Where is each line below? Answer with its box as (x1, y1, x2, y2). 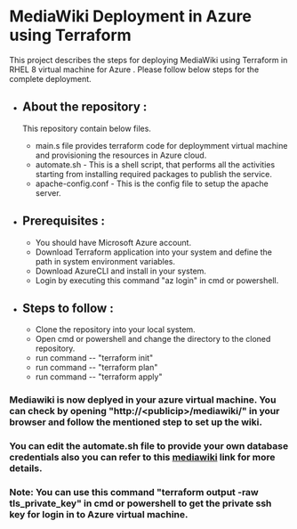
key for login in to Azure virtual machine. (9, 509, 189, 521)
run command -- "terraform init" (35, 353, 154, 363)
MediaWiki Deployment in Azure (9, 6, 252, 27)
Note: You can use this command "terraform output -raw (9, 486, 260, 499)
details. (9, 462, 43, 475)
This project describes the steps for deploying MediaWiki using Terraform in (9, 54, 288, 65)
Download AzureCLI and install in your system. (35, 265, 207, 276)
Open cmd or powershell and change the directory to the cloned (35, 334, 271, 345)
